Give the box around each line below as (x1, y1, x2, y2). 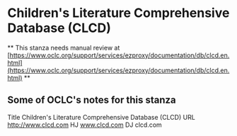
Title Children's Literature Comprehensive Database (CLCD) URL (7, 113, 196, 121)
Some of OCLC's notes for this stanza (7, 94, 176, 106)
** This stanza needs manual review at (7, 43, 120, 52)
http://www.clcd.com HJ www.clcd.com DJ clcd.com (7, 120, 163, 129)
